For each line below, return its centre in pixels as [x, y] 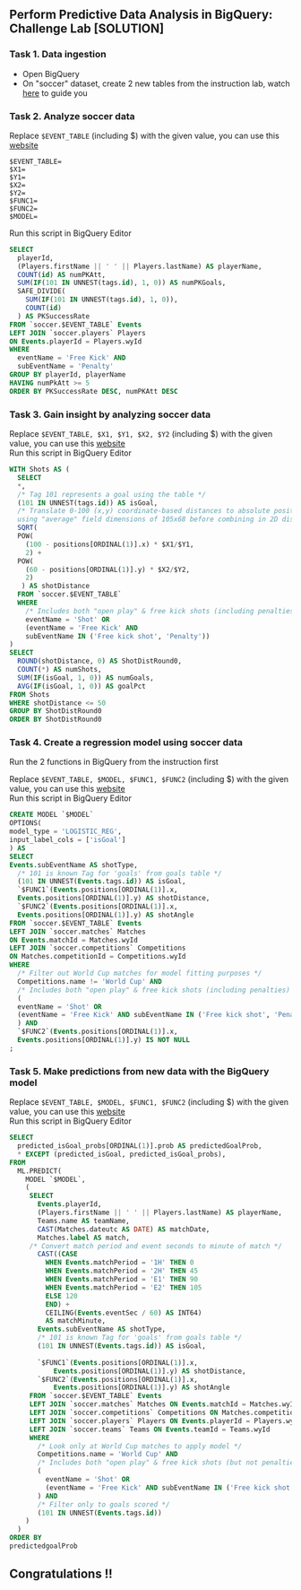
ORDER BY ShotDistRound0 [56, 720]
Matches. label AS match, [83, 1238]
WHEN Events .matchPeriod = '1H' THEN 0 [120, 1263]
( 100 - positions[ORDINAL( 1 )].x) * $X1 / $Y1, [110, 544]
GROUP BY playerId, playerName [68, 375]
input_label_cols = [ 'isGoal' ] [68, 840]
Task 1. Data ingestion [58, 55]
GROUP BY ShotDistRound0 [56, 711]
